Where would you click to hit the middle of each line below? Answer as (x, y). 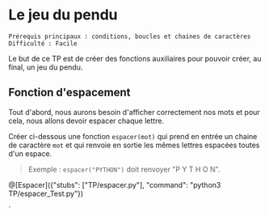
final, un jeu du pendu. (46, 67)
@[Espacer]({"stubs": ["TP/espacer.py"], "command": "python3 (115, 184)
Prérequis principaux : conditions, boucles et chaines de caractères (130, 36)
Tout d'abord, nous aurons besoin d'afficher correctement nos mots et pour (134, 112)
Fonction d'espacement (69, 93)
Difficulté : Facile (43, 43)
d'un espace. (30, 153)
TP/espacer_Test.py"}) (46, 193)
